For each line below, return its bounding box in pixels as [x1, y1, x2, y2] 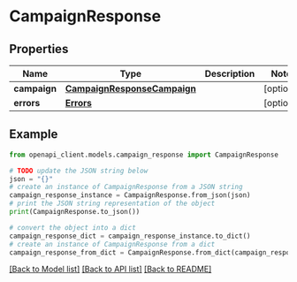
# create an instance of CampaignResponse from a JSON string [9, 183, 243, 192]
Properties [9, 42, 69, 57]
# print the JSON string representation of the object [9, 199, 216, 209]
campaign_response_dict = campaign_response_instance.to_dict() [9, 232, 251, 240]
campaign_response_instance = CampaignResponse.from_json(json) [9, 191, 251, 200]
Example [9, 126, 58, 142]
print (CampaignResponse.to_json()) [9, 208, 141, 217]
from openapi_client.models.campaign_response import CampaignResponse [9, 150, 278, 159]
